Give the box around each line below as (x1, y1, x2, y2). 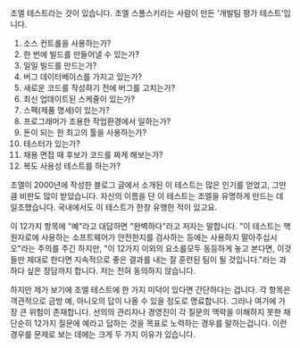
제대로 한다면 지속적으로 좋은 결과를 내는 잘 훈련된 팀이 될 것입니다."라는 (26, 254, 278, 265)
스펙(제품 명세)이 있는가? (22, 105, 110, 115)
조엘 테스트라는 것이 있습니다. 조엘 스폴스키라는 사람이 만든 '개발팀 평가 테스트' (10, 8, 284, 18)
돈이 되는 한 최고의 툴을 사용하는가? (22, 128, 146, 137)
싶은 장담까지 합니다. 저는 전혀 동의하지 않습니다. (26, 266, 196, 276)
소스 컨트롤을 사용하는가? (22, 38, 112, 48)
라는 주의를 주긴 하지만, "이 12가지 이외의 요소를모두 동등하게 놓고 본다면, (21, 244, 275, 253)
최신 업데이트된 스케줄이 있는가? (22, 94, 136, 104)
